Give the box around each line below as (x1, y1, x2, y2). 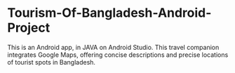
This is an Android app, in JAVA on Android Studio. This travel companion (7, 43, 220, 51)
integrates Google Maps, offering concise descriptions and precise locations (7, 51, 229, 59)
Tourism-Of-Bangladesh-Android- (7, 5, 212, 21)
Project (7, 20, 51, 36)
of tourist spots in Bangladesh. (7, 58, 96, 66)
